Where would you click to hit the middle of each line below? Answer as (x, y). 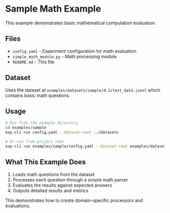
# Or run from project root (35, 141)
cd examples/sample (26, 128)
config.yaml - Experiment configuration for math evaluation (74, 51)
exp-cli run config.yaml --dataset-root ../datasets (62, 132)
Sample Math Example (53, 9)
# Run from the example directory (42, 123)
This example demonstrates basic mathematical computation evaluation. (81, 23)
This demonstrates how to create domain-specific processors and (74, 200)
